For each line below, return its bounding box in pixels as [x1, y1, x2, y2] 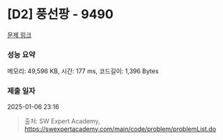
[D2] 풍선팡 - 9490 [7, 6, 114, 22]
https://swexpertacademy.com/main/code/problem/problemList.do [24, 125, 217, 133]
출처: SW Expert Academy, [24, 116, 100, 125]
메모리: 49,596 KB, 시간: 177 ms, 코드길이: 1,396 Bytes [7, 67, 159, 75]
